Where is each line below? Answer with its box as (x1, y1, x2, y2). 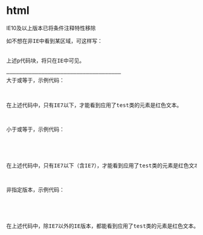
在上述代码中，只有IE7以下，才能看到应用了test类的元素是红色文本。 (6, 101, 182, 109)
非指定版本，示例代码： (6, 186, 65, 193)
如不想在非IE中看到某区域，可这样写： (6, 37, 103, 44)
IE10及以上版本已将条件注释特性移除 (6, 24, 96, 31)
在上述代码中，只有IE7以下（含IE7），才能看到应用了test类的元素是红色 (6, 162, 189, 169)
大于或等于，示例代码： (6, 77, 65, 83)
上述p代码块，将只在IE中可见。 (6, 57, 85, 64)
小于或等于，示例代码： (6, 126, 65, 133)
